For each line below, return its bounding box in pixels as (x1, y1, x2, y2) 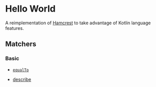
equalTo (12, 67, 29, 72)
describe (12, 76, 31, 82)
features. (5, 25, 24, 31)
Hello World (5, 3, 56, 15)
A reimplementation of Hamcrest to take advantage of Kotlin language (5, 20, 151, 26)
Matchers (5, 40, 36, 49)
